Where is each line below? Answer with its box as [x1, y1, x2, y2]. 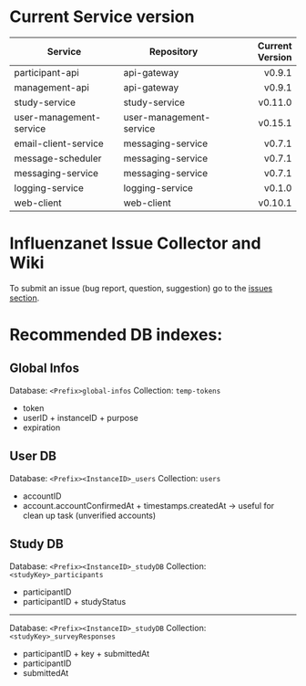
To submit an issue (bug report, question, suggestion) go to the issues [9, 282, 273, 293]
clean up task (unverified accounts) [22, 510, 157, 521]
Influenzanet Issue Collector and [9, 233, 261, 254]
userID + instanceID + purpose [22, 412, 138, 423]
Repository [148, 45, 199, 58]
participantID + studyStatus [22, 596, 127, 607]
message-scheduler [14, 152, 102, 164]
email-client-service [14, 137, 105, 150]
